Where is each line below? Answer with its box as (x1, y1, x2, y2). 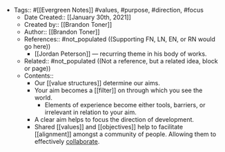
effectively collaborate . (34, 138, 100, 145)
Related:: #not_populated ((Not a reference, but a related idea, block (23, 57, 219, 65)
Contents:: (23, 72, 54, 80)
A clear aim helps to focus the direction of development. (34, 116, 195, 123)
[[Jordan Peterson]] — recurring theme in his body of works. (34, 50, 207, 58)
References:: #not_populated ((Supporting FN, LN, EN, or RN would (23, 35, 216, 43)
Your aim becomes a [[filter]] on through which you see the (34, 86, 203, 94)
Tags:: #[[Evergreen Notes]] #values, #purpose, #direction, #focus (13, 6, 204, 14)
